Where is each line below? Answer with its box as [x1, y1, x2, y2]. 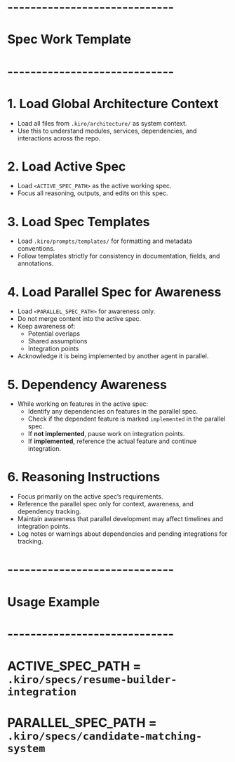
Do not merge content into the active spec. [17, 315, 142, 323]
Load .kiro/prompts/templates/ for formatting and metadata [17, 237, 193, 245]
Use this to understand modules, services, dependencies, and [17, 126, 197, 135]
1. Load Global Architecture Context [7, 96, 219, 112]
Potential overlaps [27, 329, 81, 338]
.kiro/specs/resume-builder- [7, 673, 177, 686]
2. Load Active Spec [7, 158, 126, 174]
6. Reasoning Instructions [7, 469, 161, 485]
